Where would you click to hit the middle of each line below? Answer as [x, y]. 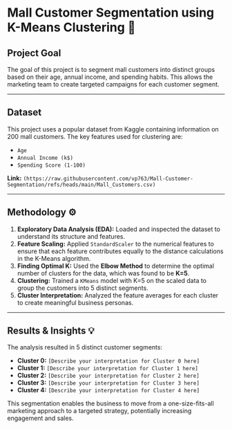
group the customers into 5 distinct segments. [83, 288]
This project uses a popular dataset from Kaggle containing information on [113, 129]
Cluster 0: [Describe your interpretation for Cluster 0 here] [108, 360]
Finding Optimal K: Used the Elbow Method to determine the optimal [116, 266]
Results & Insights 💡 [51, 331]
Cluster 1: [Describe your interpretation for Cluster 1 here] [108, 368]
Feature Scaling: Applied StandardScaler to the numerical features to [115, 244]
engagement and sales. [40, 418]
